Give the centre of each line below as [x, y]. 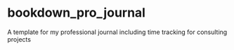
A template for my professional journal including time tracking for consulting [117, 32]
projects [19, 39]
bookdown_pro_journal [77, 13]
